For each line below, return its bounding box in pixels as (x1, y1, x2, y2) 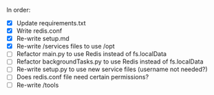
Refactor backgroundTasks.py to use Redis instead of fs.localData (16, 57, 204, 66)
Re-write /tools (16, 81, 59, 89)
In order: (6, 6, 31, 14)
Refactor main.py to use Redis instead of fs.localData (16, 50, 167, 58)
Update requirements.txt (16, 19, 87, 27)
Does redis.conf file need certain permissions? (16, 73, 149, 81)
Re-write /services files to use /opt (16, 42, 115, 51)
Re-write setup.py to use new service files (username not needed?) (16, 65, 208, 74)
